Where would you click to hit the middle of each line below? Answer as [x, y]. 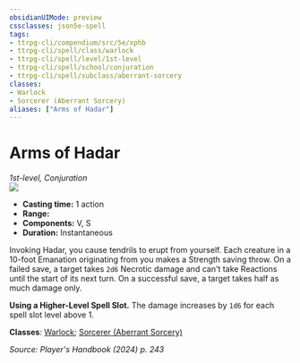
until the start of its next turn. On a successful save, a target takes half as [144, 279]
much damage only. [46, 288]
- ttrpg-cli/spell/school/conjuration [81, 68]
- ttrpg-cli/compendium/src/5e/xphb [77, 42]
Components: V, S [56, 224]
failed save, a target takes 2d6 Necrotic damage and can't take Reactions [143, 269]
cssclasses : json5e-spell [57, 26]
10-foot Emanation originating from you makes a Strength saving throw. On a [150, 259]
